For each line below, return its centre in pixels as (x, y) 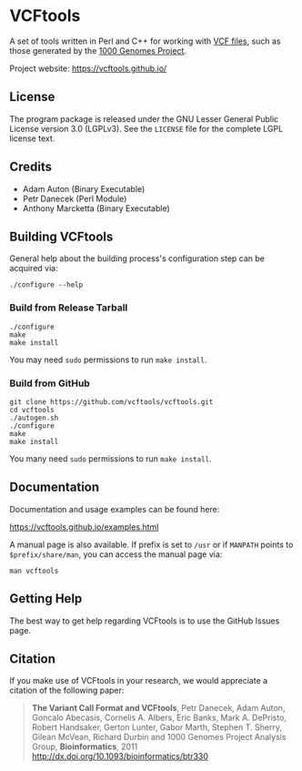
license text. (32, 138)
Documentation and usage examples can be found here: (115, 509)
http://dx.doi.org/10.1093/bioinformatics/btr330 (120, 756)
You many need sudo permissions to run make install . (111, 458)
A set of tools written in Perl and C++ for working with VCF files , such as (145, 41)
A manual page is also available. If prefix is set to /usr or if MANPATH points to (151, 544)
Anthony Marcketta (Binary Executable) (96, 208)
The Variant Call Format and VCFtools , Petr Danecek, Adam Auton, (158, 708)
